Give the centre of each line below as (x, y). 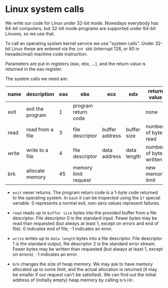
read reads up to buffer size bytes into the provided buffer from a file (84, 212)
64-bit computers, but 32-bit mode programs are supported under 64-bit (80, 28)
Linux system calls (45, 9)
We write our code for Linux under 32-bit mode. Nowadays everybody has (82, 23)
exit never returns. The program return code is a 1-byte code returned (85, 192)
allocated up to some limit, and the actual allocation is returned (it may (85, 269)
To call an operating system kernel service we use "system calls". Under (79, 43)
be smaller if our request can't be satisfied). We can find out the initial (84, 274)
